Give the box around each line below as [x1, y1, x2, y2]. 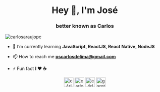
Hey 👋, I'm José [51, 5, 118, 16]
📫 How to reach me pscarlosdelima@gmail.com [12, 54, 116, 60]
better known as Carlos [55, 23, 115, 30]
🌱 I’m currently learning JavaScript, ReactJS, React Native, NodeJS [12, 44, 155, 50]
